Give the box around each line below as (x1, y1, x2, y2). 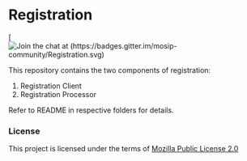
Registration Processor (19, 89, 97, 99)
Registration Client (19, 81, 83, 91)
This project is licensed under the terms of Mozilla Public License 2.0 (8, 144, 239, 154)
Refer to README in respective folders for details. (8, 105, 174, 115)
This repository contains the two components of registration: (8, 65, 211, 74)
